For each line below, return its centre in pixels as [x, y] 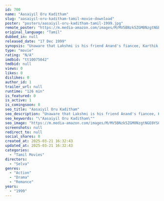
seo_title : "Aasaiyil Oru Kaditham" [42, 110]
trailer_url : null [24, 87]
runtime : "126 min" [25, 91]
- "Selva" [19, 164]
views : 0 [14, 69]
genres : [13, 168]
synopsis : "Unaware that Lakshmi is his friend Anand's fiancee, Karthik [82, 46]
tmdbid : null [18, 64]
